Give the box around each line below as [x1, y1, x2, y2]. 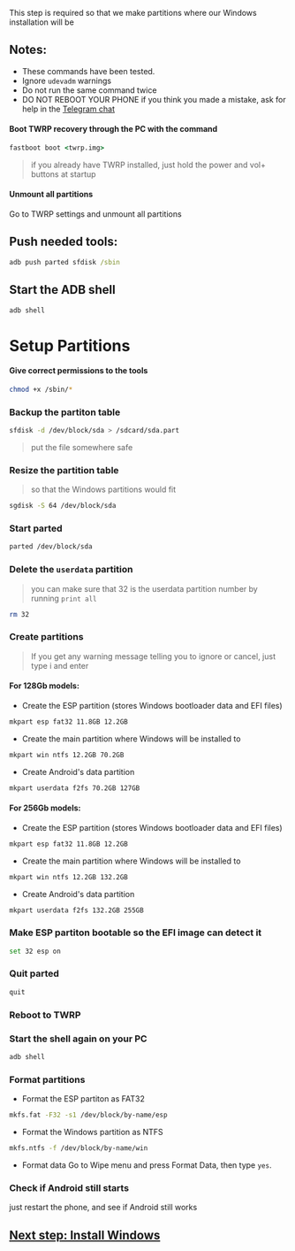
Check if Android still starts [9, 1181, 130, 1193]
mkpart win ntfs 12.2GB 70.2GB [9, 750, 125, 759]
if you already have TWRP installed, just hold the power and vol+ [30, 159, 267, 170]
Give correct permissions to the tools [9, 365, 148, 376]
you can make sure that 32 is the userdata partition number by [30, 583, 258, 594]
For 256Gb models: [9, 802, 81, 813]
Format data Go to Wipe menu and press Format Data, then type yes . [21, 1159, 272, 1170]
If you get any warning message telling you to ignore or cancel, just [30, 650, 276, 662]
